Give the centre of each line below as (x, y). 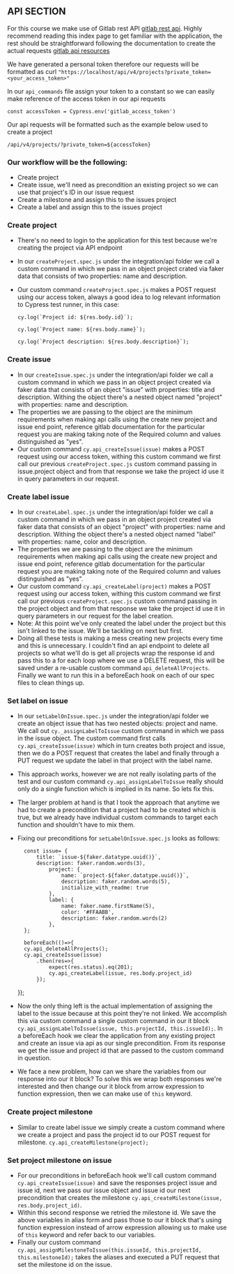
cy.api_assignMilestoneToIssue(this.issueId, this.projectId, (109, 1250)
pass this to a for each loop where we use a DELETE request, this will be (121, 660)
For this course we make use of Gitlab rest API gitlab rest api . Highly (105, 28)
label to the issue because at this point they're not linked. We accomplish (122, 1013)
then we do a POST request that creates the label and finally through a (118, 753)
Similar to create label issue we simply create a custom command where (121, 1127)
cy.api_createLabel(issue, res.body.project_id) (120, 973)
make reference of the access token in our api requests (86, 99)
